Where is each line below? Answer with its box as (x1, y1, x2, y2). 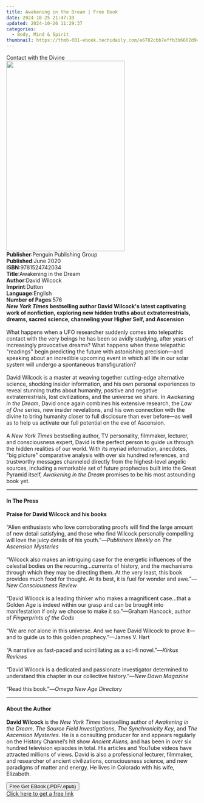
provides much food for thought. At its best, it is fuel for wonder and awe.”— (6, 575, 197, 582)
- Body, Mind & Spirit (12, 32, 69, 38)
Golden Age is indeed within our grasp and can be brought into (6, 601, 164, 609)
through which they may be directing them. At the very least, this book (6, 569, 182, 576)
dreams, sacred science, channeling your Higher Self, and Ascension (6, 316, 185, 323)
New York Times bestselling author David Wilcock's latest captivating (6, 303, 186, 310)
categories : (6, 26, 36, 32)
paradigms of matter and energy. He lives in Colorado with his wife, (6, 764, 175, 771)
